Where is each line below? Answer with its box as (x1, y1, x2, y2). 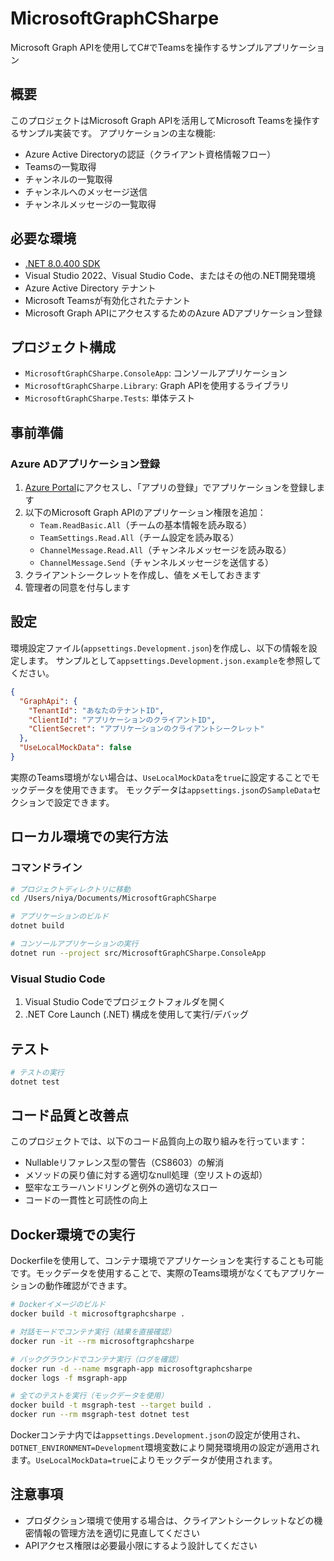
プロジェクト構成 (10, 338, 116, 356)
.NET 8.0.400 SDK (24, 257, 101, 269)
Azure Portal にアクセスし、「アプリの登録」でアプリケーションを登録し (24, 482, 317, 494)
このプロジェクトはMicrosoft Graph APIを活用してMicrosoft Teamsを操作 (10, 114, 312, 126)
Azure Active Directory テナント (24, 282, 157, 294)
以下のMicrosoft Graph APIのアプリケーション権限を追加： (24, 507, 267, 519)
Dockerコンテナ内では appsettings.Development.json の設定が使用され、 (10, 1429, 306, 1441)
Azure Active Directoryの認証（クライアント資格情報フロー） (24, 148, 277, 160)
